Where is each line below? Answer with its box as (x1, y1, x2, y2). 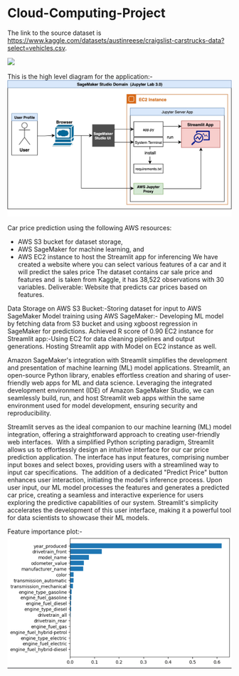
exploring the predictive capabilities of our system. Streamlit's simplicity (7, 498, 218, 506)
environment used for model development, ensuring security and (7, 401, 198, 410)
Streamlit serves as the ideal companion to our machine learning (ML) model (7, 422, 232, 431)
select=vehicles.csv (7, 43, 65, 52)
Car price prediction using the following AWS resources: (7, 223, 172, 232)
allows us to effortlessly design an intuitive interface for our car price (7, 445, 210, 454)
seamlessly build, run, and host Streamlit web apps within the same (7, 393, 205, 402)
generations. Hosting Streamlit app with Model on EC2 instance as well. (7, 342, 217, 350)
